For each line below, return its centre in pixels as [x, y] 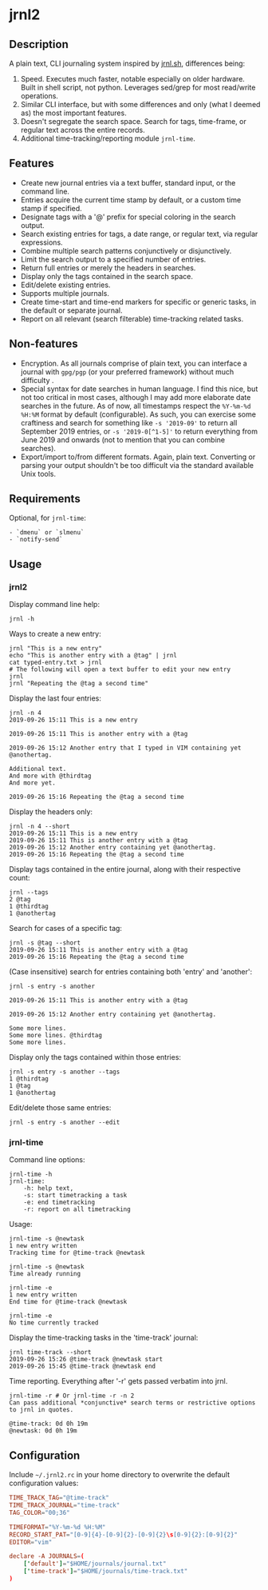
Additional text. [38, 769]
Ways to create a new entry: [55, 634]
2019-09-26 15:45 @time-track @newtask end [83, 1366]
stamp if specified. [51, 208]
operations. [39, 96]
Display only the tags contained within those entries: [95, 1057]
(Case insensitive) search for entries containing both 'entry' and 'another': [131, 972]
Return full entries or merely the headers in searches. [108, 268]
